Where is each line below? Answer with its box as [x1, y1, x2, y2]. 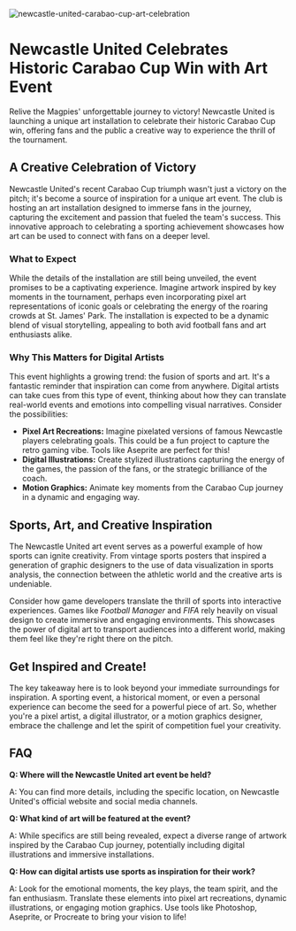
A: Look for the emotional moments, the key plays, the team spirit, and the [9, 883, 278, 894]
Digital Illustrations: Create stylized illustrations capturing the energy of [21, 454, 285, 465]
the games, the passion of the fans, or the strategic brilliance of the [21, 464, 268, 474]
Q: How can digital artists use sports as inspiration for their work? [9, 866, 256, 876]
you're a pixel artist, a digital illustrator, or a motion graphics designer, [9, 711, 263, 721]
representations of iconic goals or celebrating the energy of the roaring [9, 301, 269, 312]
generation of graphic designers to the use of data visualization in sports [9, 560, 274, 571]
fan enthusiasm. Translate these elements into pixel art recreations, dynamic [9, 892, 287, 903]
